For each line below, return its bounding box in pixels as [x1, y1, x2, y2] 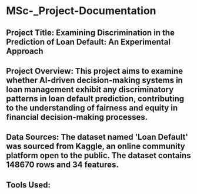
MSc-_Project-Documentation [6, 4, 156, 18]
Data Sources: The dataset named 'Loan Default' [6, 132, 188, 142]
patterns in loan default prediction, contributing [6, 93, 185, 104]
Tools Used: [6, 180, 51, 190]
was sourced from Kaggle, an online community [6, 142, 185, 152]
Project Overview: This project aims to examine [6, 66, 183, 76]
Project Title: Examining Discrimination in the [6, 28, 175, 38]
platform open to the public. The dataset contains [6, 150, 191, 160]
